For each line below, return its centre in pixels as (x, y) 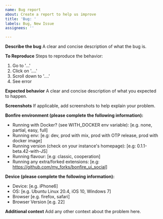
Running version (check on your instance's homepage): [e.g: (74, 146)
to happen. (16, 96)
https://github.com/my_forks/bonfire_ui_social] (60, 167)
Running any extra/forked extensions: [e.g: (56, 162)
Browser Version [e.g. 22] (39, 202)
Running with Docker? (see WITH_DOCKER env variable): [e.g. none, (82, 125)
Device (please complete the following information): (60, 176)
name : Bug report (23, 10)
